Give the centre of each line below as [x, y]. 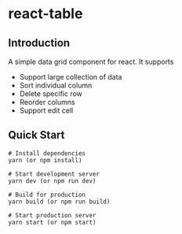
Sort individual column [56, 85]
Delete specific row [51, 94]
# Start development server [54, 174]
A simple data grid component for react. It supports [91, 61]
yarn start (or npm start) [52, 222]
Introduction [39, 43]
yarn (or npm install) [45, 160]
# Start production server [52, 215]
